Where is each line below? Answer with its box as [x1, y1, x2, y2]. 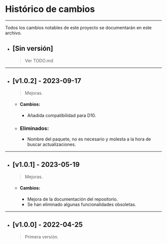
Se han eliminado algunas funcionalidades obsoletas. [27, 202, 137, 208]
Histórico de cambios [5, 3, 95, 15]
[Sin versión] [12, 44, 53, 53]
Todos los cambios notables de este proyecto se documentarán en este [5, 24, 152, 30]
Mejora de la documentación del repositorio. [27, 196, 118, 202]
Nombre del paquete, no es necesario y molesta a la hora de [27, 136, 151, 142]
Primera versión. [24, 234, 59, 240]
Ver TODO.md [24, 57, 54, 63]
